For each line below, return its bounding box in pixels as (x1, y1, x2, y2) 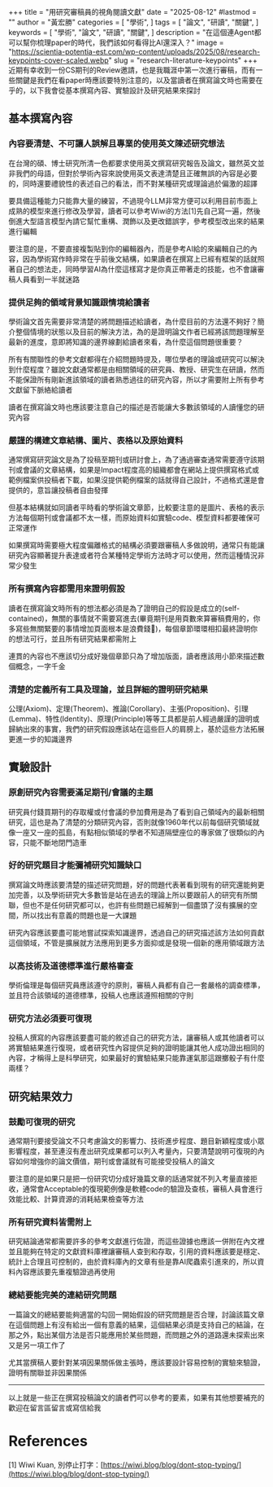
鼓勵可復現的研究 (8, 1115, 76, 1127)
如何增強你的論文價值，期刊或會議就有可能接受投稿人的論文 (15, 1156, 215, 1167)
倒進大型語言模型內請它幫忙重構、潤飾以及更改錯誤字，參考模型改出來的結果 (8, 216, 265, 226)
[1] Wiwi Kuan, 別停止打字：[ (8, 1459, 104, 1469)
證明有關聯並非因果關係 (8, 1367, 87, 1377)
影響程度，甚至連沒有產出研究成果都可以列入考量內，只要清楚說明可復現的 (8, 1146, 258, 1156)
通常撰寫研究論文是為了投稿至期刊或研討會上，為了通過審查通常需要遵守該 (8, 455, 258, 464)
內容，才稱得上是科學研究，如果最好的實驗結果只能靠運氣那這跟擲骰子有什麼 (8, 1054, 265, 1063)
